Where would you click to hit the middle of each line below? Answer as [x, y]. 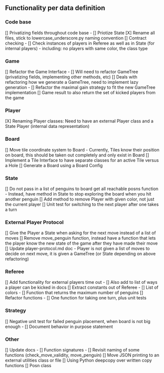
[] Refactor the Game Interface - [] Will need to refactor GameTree [72, 72]
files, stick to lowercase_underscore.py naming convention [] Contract [76, 38]
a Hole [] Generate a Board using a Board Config [54, 165]
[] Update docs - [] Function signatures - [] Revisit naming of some [72, 350]
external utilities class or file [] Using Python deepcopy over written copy [79, 360]
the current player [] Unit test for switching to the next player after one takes [82, 204]
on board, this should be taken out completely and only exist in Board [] [77, 155]
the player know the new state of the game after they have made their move [82, 243]
